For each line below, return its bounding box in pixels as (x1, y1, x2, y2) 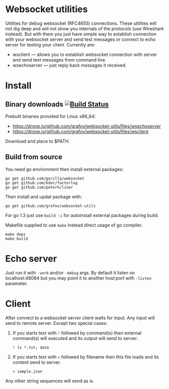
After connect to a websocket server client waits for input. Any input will (5, 314, 155, 321)
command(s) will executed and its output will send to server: (12, 335, 138, 341)
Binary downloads (5, 100, 64, 108)
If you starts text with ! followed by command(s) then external (12, 329, 142, 336)
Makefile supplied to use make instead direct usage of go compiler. (5, 222, 143, 228)
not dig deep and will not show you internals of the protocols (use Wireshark (5, 25, 164, 31)
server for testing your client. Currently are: (5, 41, 95, 47)
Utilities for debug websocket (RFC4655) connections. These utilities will (5, 20, 157, 26)
